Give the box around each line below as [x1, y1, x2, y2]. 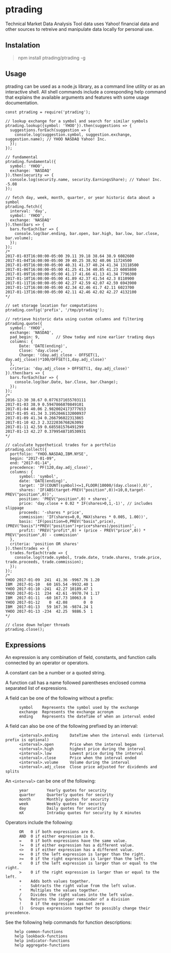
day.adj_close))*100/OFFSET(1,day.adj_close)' [5, 357, 107, 362]
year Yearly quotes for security [18, 788, 107, 793]
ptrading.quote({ [5, 321, 43, 326]
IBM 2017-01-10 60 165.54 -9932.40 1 [5, 582, 93, 587]
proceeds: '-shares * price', [18, 510, 84, 515]
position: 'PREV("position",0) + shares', [18, 496, 111, 502]
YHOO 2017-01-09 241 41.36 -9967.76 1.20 [5, 577, 100, 582]
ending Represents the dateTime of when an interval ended [18, 714, 155, 719]
